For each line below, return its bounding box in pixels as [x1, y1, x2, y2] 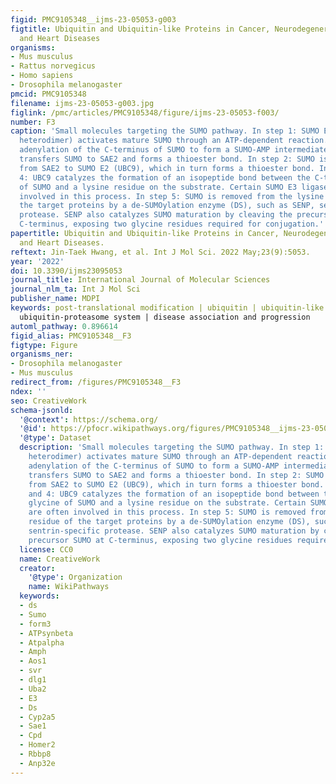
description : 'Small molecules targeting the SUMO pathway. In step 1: [19, 442, 325, 453]
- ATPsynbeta [19, 628, 74, 638]
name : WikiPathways [28, 582, 110, 592]
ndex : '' [10, 386, 47, 396]
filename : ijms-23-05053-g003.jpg [10, 98, 155, 108]
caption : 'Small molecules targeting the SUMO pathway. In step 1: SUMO [10, 126, 320, 136]
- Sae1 [19, 721, 47, 731]
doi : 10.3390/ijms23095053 [10, 266, 123, 276]
